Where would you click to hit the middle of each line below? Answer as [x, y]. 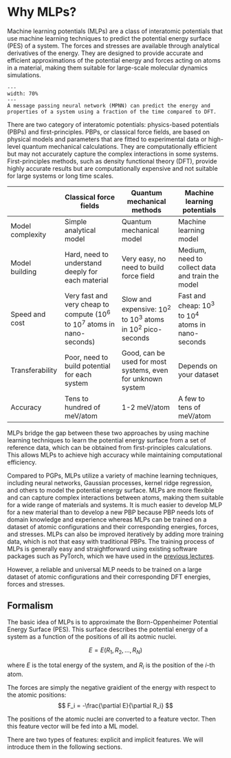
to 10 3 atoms [143, 318]
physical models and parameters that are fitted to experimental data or [107, 139]
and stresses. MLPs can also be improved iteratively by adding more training [115, 534]
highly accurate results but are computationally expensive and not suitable [112, 168]
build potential [88, 366]
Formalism [30, 605]
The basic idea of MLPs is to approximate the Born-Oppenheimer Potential [113, 622]
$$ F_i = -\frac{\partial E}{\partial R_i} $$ [115, 706]
